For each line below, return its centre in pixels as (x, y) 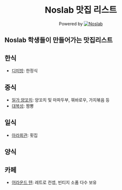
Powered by (71, 24)
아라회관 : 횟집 (25, 135)
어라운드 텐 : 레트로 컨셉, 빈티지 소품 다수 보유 (54, 182)
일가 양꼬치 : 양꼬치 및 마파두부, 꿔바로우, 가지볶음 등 (61, 100)
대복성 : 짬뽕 (23, 106)
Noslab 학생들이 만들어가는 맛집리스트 (59, 40)
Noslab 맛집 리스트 (81, 10)
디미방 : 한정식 (25, 71)
